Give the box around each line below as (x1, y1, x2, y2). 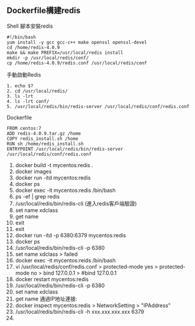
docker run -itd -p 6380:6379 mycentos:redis (15, 232, 126, 239)
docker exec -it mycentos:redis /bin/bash (15, 187, 116, 194)
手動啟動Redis (6, 71, 41, 78)
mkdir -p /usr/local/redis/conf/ (6, 55, 89, 61)
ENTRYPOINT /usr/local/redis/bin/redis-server (6, 146, 123, 152)
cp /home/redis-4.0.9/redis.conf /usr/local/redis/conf (6, 60, 147, 66)
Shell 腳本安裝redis (6, 22, 53, 30)
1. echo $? (6, 83, 34, 89)
